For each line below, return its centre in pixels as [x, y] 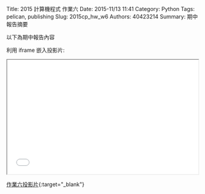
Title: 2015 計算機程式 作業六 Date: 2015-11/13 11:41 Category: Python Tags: [100, 9]
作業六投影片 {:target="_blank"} [45, 184]
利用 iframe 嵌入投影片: [36, 50]
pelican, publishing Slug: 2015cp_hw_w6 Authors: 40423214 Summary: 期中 [102, 16]
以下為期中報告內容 [31, 37]
